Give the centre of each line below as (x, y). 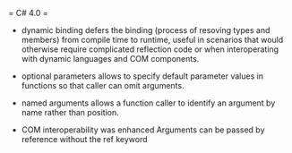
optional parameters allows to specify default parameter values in (142, 76)
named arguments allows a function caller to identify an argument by (148, 103)
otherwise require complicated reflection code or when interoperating (150, 49)
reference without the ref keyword (85, 139)
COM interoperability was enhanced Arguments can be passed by (143, 130)
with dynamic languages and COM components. (110, 59)
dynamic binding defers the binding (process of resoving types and (146, 30)
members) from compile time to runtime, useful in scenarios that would (152, 40)
